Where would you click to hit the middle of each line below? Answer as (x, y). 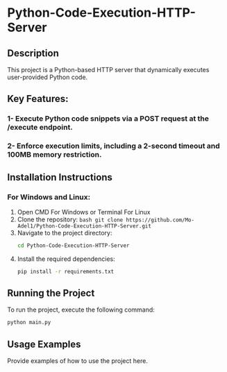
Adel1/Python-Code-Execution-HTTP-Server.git (84, 226)
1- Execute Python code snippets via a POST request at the (108, 119)
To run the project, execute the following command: (81, 310)
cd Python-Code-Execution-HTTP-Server (73, 245)
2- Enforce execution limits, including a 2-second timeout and (113, 146)
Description (33, 53)
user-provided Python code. (48, 77)
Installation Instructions (60, 177)
